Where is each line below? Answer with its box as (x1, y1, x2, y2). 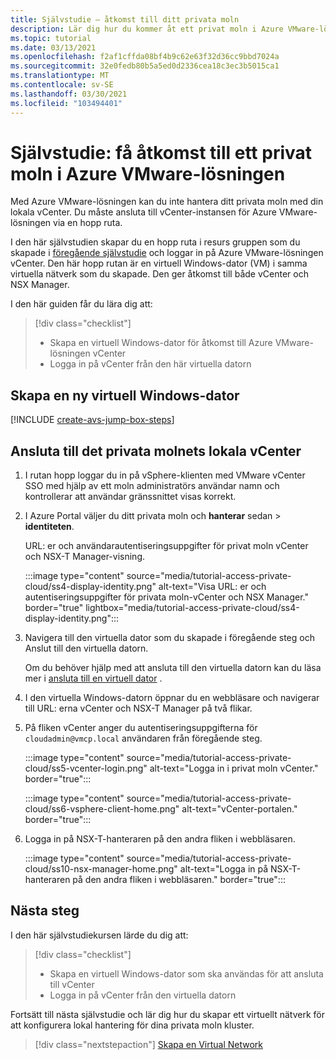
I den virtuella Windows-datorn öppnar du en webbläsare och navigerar (24, 692, 320, 704)
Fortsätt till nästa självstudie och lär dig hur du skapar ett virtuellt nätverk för (10, 1008, 325, 1020)
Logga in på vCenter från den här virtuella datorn (49, 358, 252, 370)
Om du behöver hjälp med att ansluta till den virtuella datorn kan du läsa (24, 662, 322, 674)
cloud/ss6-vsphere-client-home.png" (24, 803, 180, 815)
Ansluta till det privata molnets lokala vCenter (10, 442, 302, 460)
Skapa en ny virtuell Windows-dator (10, 387, 240, 404)
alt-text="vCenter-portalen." (181, 803, 298, 815)
